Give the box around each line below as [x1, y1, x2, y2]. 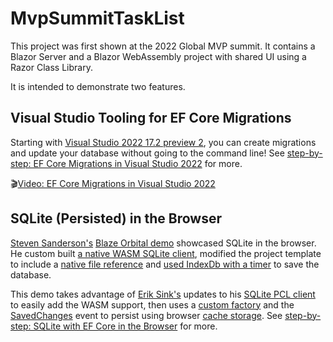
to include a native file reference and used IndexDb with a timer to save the [10, 258, 320, 270]
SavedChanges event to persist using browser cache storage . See [10, 309, 283, 321]
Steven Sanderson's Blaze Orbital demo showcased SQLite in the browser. [10, 237, 317, 249]
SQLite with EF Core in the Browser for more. [33, 320, 218, 332]
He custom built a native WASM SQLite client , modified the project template [10, 247, 322, 259]
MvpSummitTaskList [10, 7, 185, 30]
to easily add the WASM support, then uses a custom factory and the [10, 298, 295, 311]
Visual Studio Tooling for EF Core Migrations [10, 110, 292, 127]
